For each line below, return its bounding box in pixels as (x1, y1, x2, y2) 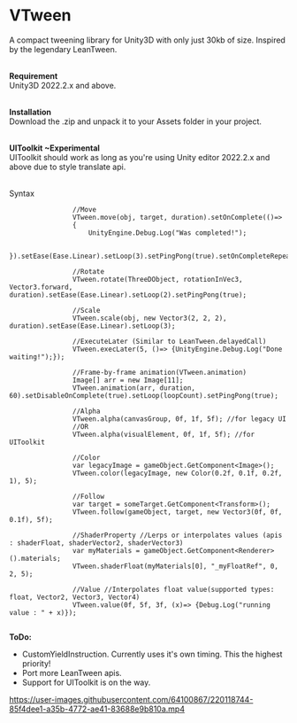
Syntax (9, 188, 35, 198)
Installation (9, 106, 51, 117)
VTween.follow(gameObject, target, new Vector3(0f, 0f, (72, 507, 283, 517)
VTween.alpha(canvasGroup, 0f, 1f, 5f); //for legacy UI (72, 414, 287, 424)
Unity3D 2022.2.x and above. (9, 80, 117, 90)
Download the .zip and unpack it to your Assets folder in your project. (9, 116, 263, 127)
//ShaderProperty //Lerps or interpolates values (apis (72, 531, 283, 540)
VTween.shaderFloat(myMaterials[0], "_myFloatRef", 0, (72, 562, 278, 571)
